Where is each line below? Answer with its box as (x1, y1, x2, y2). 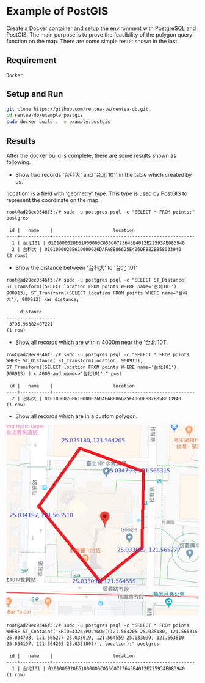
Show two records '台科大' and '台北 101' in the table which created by (15, 171, 192, 178)
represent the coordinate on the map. (6, 196, 101, 203)
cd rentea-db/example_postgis (6, 112, 84, 119)
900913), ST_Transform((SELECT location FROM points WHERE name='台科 (6, 290, 188, 296)
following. (6, 159, 31, 166)
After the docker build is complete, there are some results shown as (6, 152, 177, 159)
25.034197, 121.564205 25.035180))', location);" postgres (6, 641, 160, 647)
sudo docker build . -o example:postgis (6, 119, 111, 125)
